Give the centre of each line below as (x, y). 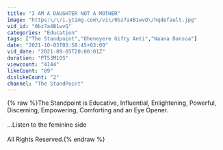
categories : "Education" (42, 33)
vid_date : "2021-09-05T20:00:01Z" (56, 52)
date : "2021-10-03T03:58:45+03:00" (58, 45)
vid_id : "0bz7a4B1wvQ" (39, 26)
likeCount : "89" (30, 71)
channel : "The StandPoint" (45, 84)
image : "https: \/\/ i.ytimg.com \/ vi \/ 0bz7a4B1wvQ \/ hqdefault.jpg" (102, 20)
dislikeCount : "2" (33, 77)
